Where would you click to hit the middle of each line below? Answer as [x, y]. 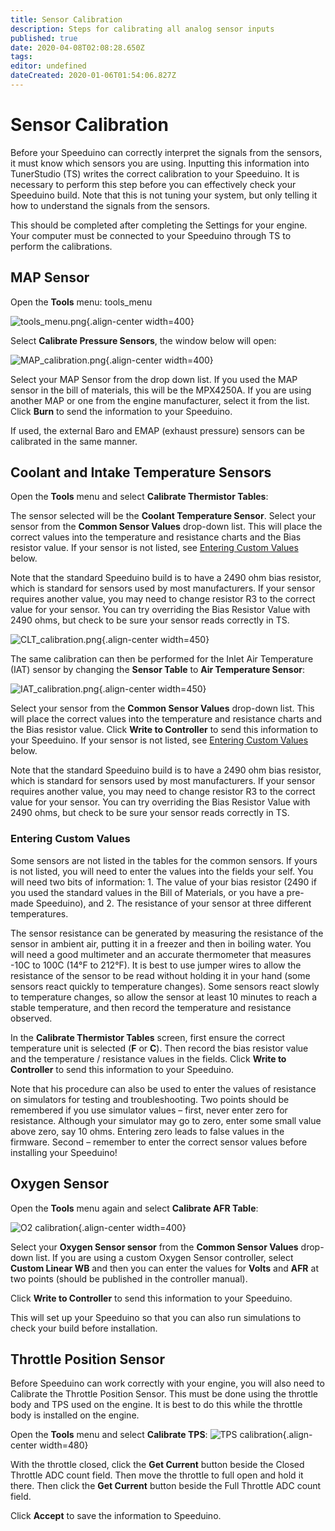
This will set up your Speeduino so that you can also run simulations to [156, 1317]
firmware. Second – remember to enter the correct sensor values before [159, 1142]
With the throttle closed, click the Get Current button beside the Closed [157, 1465]
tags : [21, 57]
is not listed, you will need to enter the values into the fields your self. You [162, 871]
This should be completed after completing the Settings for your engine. [159, 225]
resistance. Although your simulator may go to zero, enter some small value [166, 1120]
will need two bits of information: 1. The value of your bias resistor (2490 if [163, 882]
